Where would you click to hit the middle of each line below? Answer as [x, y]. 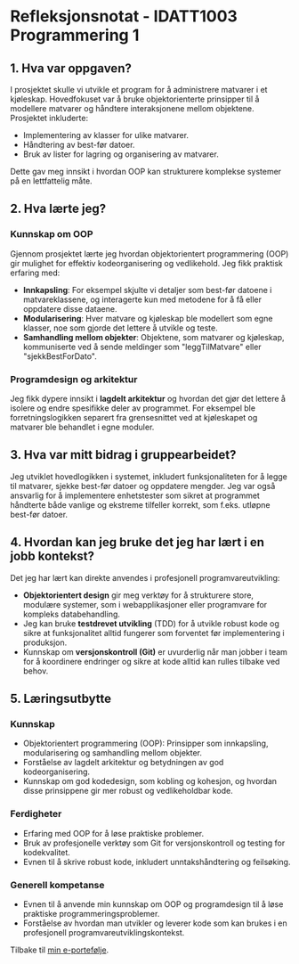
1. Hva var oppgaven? [71, 68]
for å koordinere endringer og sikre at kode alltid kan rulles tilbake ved [151, 661]
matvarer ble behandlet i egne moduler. [82, 427]
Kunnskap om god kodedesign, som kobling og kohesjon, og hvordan [150, 781]
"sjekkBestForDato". [60, 356]
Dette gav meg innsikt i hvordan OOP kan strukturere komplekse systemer [146, 172]
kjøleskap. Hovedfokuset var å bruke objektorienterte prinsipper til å [135, 99]
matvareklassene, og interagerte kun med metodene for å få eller [142, 299]
